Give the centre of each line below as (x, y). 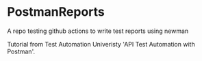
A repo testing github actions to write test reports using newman (98, 31)
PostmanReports (56, 12)
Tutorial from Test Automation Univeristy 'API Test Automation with (101, 44)
